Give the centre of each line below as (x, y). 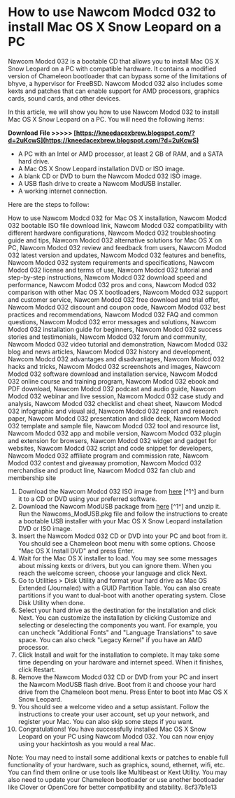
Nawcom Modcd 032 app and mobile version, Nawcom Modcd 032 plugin (115, 433)
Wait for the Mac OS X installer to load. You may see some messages (117, 558)
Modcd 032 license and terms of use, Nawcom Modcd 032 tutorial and (110, 270)
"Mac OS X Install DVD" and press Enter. (76, 551)
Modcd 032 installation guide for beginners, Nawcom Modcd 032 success (115, 329)
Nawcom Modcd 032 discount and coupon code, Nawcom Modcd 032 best (117, 307)
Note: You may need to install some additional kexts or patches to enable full (118, 757)
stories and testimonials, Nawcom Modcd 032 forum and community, (107, 337)
